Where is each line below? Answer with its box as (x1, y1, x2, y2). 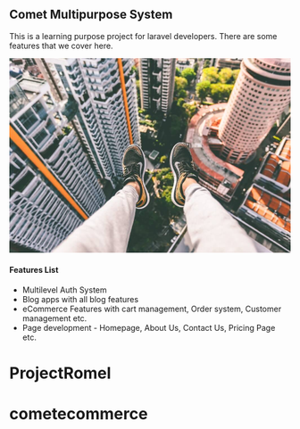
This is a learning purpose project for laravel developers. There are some (9, 30, 278, 41)
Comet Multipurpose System (9, 7, 173, 22)
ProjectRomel (9, 363, 112, 383)
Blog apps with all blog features (21, 293, 139, 304)
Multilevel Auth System (21, 285, 107, 295)
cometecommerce (9, 404, 148, 425)
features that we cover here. (9, 40, 113, 51)
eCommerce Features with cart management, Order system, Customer (21, 303, 282, 314)
